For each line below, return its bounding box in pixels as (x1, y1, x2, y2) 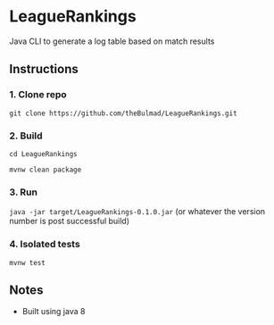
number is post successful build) (9, 216, 130, 227)
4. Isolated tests (9, 238, 80, 251)
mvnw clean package (9, 165, 82, 174)
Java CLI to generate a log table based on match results (9, 36, 215, 46)
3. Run (9, 186, 38, 198)
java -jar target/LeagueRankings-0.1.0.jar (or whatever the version (9, 206, 266, 217)
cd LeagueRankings (9, 149, 78, 158)
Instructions (9, 62, 79, 77)
